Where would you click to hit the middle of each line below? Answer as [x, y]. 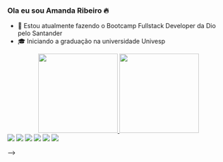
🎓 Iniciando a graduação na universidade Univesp [91, 42]
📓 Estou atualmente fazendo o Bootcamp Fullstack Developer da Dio [117, 26]
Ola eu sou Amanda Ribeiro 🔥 [58, 11]
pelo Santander [40, 33]
